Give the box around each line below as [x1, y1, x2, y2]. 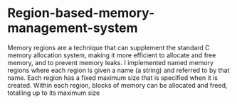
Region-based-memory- [7, 5, 155, 21]
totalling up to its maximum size [7, 88, 100, 97]
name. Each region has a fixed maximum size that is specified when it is [7, 73, 218, 82]
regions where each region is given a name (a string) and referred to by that [7, 66, 230, 74]
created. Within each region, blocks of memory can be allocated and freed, [7, 81, 228, 89]
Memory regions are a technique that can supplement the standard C [7, 43, 210, 52]
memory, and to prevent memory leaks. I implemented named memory [7, 58, 214, 67]
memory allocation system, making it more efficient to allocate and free [7, 51, 216, 59]
